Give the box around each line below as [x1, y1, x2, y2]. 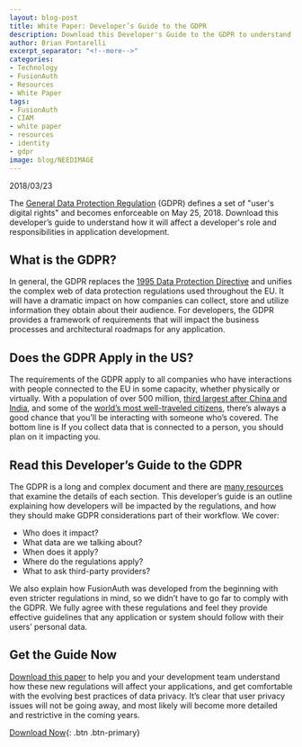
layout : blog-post [9, 13, 78, 22]
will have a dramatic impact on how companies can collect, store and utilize [9, 295, 289, 306]
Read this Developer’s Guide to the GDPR [9, 457, 243, 472]
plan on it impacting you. [9, 431, 101, 442]
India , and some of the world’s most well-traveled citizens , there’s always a [9, 402, 287, 414]
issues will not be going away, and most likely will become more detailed [9, 699, 279, 711]
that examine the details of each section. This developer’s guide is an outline [9, 490, 293, 501]
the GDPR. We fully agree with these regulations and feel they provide [9, 602, 268, 613]
